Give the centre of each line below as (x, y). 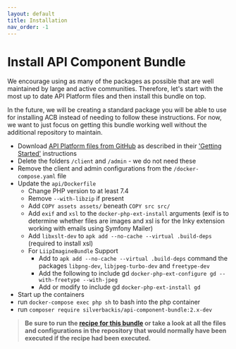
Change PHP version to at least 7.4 (78, 191)
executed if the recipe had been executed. (88, 338)
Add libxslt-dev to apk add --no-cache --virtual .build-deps (120, 236)
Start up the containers (51, 295)
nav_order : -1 (28, 27)
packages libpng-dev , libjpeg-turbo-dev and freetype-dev (124, 266)
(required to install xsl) (61, 243)
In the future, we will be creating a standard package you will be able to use (117, 110)
